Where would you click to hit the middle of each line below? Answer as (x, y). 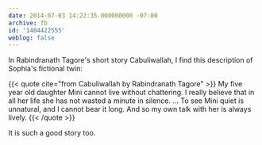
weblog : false (32, 38)
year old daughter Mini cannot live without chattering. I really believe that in (131, 93)
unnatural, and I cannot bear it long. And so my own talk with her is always (130, 109)
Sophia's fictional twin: (46, 69)
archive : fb (28, 23)
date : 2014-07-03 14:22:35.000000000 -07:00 (83, 15)
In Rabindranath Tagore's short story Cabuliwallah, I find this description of (131, 60)
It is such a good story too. (52, 133)
